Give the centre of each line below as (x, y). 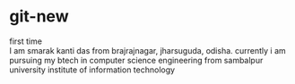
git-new (39, 17)
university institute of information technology (92, 70)
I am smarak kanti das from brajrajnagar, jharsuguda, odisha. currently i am (148, 50)
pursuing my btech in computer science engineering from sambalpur (136, 60)
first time (26, 41)
